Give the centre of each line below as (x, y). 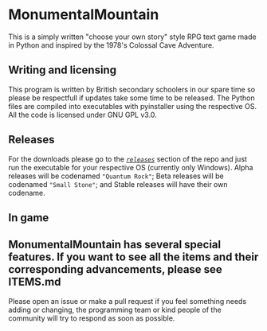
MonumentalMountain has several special (115, 245)
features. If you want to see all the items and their (133, 257)
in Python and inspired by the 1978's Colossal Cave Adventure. (111, 45)
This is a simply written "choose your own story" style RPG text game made (132, 37)
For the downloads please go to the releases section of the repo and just (128, 159)
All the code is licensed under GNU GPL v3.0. (82, 115)
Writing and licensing (63, 70)
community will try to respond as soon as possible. (92, 318)
